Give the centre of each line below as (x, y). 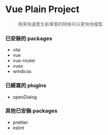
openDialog (25, 97)
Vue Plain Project (43, 9)
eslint (18, 127)
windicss (22, 72)
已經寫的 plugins (26, 86)
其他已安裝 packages (31, 111)
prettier (20, 122)
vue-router (24, 61)
